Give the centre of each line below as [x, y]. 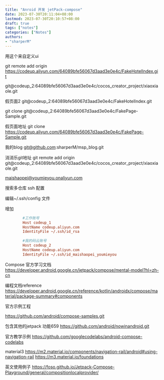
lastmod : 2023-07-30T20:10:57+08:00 [42, 19]
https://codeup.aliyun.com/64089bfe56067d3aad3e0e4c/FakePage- [74, 132]
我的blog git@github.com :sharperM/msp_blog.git [54, 147]
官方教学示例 [18, 336]
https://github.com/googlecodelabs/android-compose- [87, 336]
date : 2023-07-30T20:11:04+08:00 [39, 14]
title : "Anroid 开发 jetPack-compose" [44, 10]
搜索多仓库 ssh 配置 [25, 188]
